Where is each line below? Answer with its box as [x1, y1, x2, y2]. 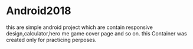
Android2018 [6, 4, 71, 18]
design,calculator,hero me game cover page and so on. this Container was [6, 30, 187, 37]
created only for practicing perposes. [6, 36, 97, 43]
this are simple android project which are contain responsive [6, 24, 153, 31]
